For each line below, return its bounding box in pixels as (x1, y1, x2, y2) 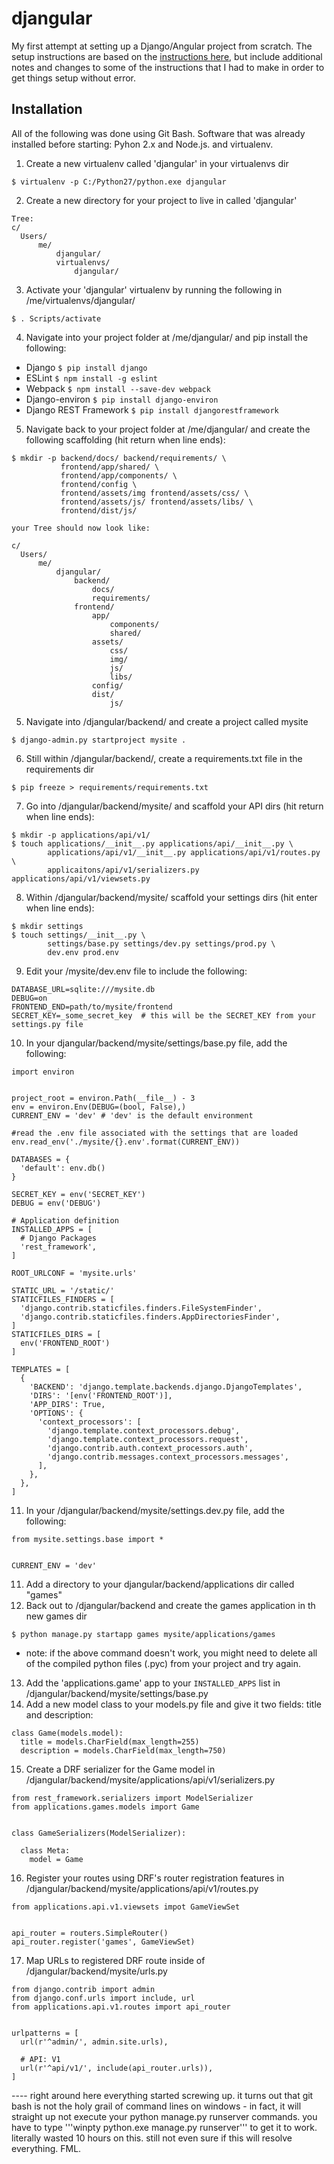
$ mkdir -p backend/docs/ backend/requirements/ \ (11, 453, 227, 463)
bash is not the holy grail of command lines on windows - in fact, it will (11, 2100, 302, 2112)
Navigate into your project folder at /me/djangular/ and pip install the (25, 331, 309, 343)
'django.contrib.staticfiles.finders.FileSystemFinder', (20, 1303, 263, 1313)
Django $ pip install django (25, 361, 148, 373)
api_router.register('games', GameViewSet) (11, 1937, 196, 1947)
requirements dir (25, 763, 95, 775)
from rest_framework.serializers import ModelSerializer (11, 1793, 254, 1803)
